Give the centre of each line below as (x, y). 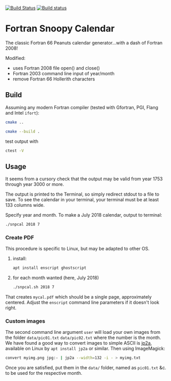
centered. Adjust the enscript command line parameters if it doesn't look (82, 303)
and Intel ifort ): (22, 113)
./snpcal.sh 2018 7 (34, 287)
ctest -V (15, 151)
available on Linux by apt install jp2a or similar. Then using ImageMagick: (85, 349)
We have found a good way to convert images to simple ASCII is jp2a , (79, 343)
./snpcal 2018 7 (23, 225)
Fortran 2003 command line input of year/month (63, 73)
